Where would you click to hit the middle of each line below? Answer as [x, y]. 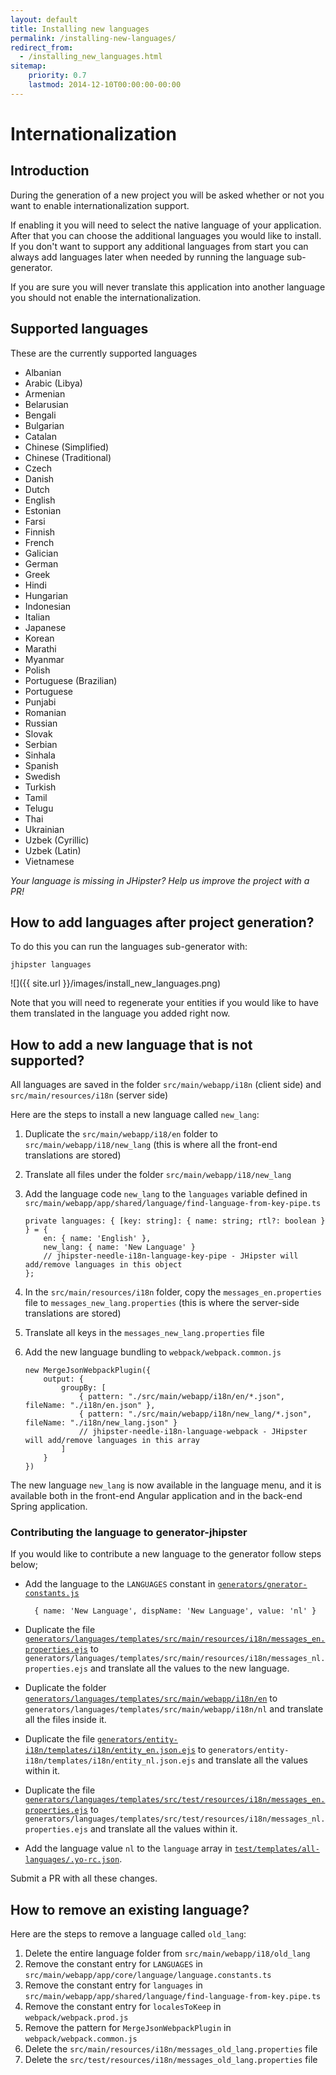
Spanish [41, 765]
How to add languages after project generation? [162, 922]
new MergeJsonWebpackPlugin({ [88, 1371]
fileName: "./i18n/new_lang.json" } [101, 1423]
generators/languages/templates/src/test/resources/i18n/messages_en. [175, 1800]
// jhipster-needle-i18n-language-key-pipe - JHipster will [171, 1256]
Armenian [45, 393]
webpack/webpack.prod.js [76, 2018]
